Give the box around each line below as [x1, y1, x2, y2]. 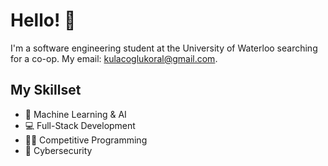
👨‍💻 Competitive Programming [24, 134, 148, 146]
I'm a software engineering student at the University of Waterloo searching [10, 42, 318, 54]
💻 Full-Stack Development [24, 119, 136, 131]
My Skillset [10, 82, 82, 99]
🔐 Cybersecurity [24, 144, 93, 156]
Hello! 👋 [10, 9, 77, 32]
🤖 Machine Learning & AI [24, 108, 127, 120]
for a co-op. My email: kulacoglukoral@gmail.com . [10, 52, 218, 64]
